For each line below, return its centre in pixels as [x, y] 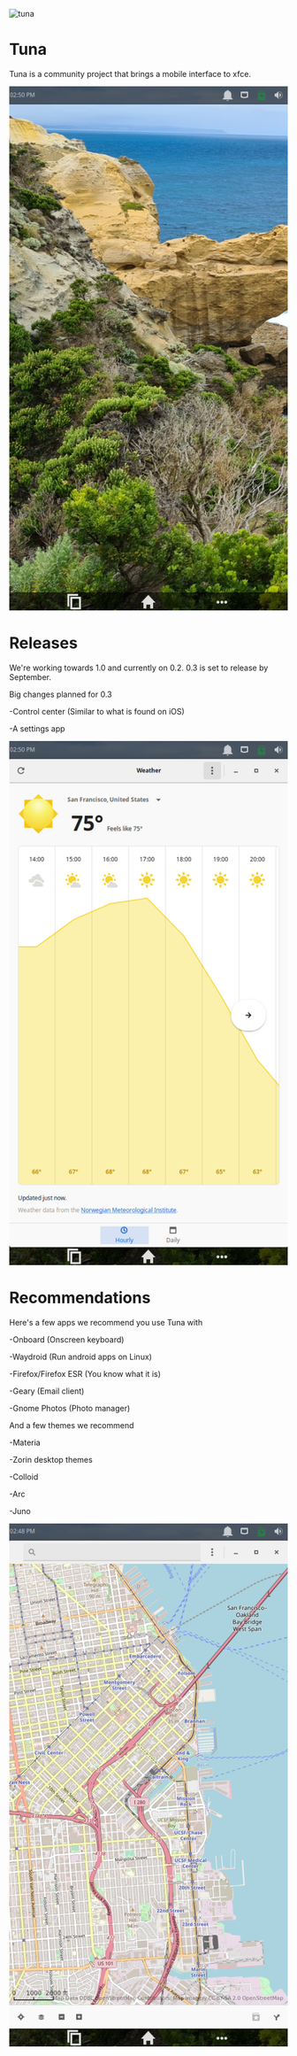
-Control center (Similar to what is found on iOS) [97, 711]
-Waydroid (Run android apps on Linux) [81, 1356]
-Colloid [24, 1476]
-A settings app [37, 728]
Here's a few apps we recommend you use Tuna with [106, 1322]
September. [30, 676]
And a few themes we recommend [72, 1425]
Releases [43, 643]
